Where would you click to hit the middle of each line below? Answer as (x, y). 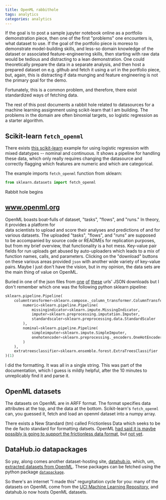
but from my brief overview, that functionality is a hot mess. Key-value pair (81, 246)
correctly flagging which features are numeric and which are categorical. (79, 164)
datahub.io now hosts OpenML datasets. (46, 492)
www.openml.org (33, 208)
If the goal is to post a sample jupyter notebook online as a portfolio (74, 33)
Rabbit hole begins (24, 192)
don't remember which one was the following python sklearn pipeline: (76, 287)
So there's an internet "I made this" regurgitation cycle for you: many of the (82, 481)
